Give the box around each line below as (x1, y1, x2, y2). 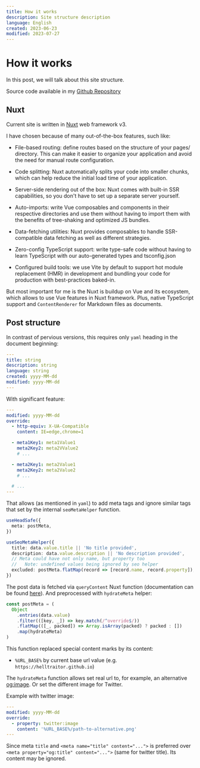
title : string (6, 357, 42, 363)
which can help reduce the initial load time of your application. (14, 174, 168, 182)
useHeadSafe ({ (6, 517, 42, 524)
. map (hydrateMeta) (17, 629, 62, 635)
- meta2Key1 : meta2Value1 (11, 461, 76, 467)
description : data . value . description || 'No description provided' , (11, 550, 185, 557)
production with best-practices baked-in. (14, 276, 116, 283)
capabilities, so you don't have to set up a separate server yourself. (14, 192, 180, 199)
